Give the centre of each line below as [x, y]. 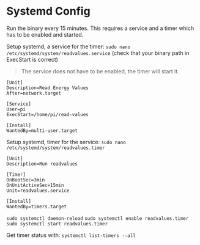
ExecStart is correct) [32, 59]
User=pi [16, 109]
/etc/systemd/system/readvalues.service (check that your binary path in [98, 53]
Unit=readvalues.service [38, 191]
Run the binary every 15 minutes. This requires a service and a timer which [100, 28]
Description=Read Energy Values [47, 88]
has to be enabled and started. [45, 34]
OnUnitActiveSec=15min [35, 185]
